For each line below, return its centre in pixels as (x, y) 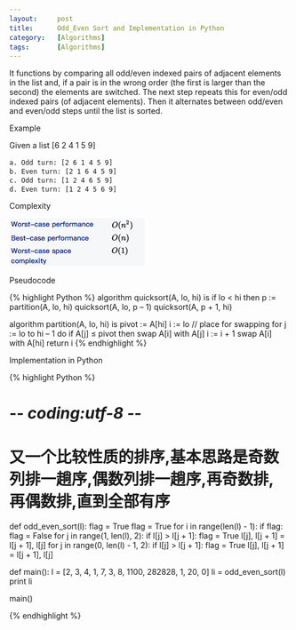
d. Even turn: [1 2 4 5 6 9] (63, 190)
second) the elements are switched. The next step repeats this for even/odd (148, 92)
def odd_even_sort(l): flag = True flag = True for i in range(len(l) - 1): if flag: (146, 526)
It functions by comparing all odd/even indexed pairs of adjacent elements (145, 73)
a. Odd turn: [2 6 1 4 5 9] (61, 163)
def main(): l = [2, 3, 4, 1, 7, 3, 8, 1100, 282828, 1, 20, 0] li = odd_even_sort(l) (148, 572)
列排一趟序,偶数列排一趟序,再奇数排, (142, 479)
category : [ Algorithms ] (57, 37)
